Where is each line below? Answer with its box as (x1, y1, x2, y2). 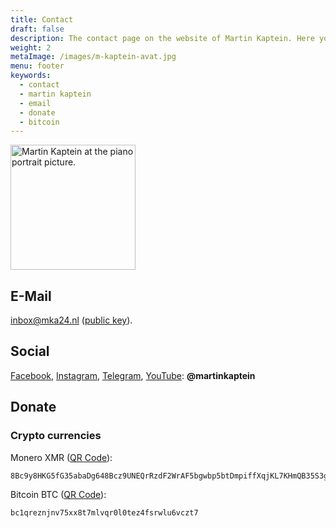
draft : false (10, 24, 65, 34)
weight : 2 (10, 42, 52, 53)
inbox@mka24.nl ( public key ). (10, 314, 133, 326)
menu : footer (10, 61, 65, 71)
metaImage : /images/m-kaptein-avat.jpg (10, 52, 177, 62)
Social (10, 343, 50, 360)
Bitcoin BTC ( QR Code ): (10, 488, 107, 500)
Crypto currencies (10, 429, 102, 443)
